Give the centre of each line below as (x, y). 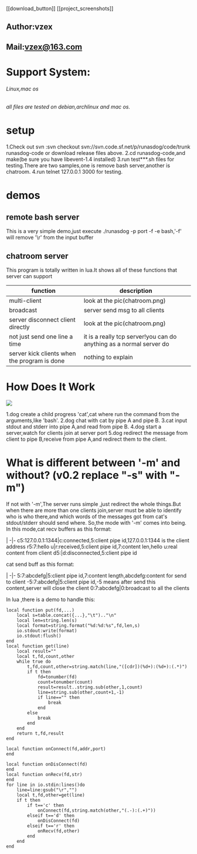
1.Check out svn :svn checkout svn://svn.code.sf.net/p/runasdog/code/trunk (98, 147)
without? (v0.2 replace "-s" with (87, 475)
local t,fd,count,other (46, 656)
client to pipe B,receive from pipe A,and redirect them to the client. (86, 439)
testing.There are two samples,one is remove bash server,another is (88, 166)
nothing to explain (108, 357)
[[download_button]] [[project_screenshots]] (60, 9)
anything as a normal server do (126, 344)
